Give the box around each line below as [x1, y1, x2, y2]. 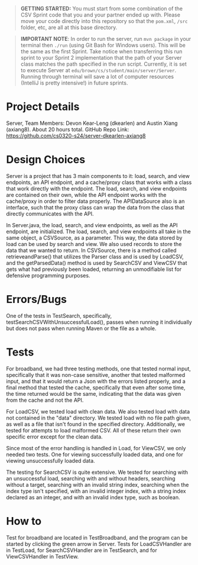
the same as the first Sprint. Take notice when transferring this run [20, 48, 183, 55]
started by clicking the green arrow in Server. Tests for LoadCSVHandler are [6, 540, 191, 547]
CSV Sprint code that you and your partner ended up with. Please [20, 11, 180, 18]
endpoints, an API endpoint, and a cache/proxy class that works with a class [6, 179, 192, 186]
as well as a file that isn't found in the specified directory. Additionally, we [6, 420, 185, 428]
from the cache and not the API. [6, 396, 84, 403]
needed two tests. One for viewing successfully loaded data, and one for [6, 451, 183, 458]
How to [6, 514, 42, 528]
